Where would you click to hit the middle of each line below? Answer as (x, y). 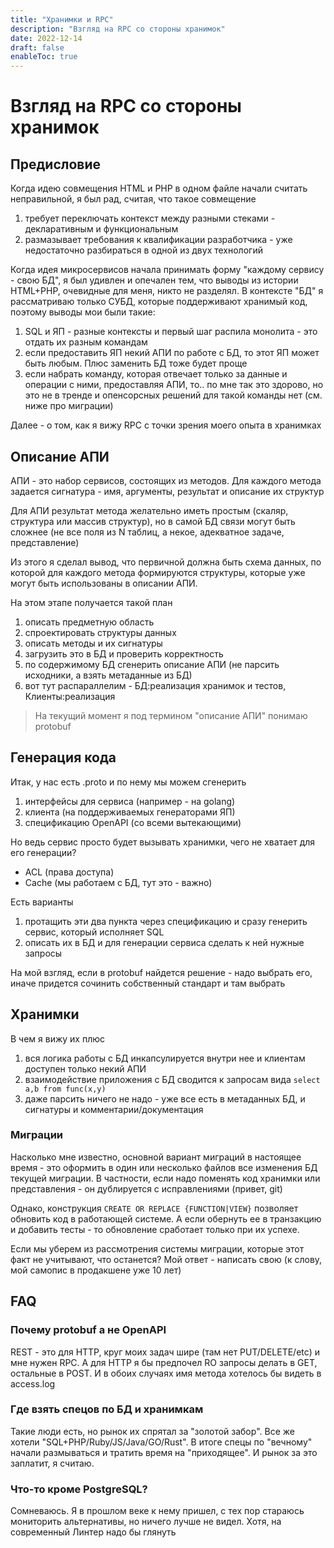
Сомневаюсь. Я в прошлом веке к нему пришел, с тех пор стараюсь (157, 1511)
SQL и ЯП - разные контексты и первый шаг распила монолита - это (171, 332)
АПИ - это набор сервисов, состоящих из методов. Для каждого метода (166, 480)
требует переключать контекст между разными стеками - (150, 218)
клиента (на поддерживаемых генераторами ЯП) (130, 812)
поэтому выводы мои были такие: (83, 312)
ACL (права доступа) (69, 872)
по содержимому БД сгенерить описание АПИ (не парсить (152, 664)
